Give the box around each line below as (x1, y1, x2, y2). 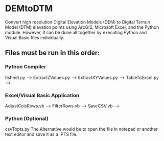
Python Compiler (5, 63, 47, 70)
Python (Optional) (5, 115, 49, 122)
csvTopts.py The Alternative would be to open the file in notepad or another (5, 126, 158, 132)
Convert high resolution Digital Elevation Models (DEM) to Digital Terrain (5, 19, 150, 25)
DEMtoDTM (5, 3, 53, 14)
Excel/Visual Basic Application (5, 92, 80, 99)
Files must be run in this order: (5, 49, 100, 57)
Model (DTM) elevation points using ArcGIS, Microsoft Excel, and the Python (5, 24, 159, 30)
